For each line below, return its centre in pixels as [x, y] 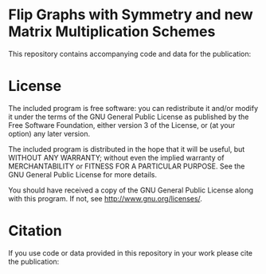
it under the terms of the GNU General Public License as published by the [129, 117]
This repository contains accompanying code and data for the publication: [130, 54]
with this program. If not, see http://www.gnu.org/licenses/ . [106, 198]
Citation [35, 231]
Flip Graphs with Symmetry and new [131, 15]
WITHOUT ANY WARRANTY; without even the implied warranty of [116, 157]
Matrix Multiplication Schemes [112, 32]
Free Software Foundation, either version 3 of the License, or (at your [122, 125]
